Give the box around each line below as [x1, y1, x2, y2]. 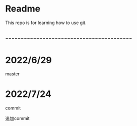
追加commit [5, 115, 30, 121]
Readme [5, 3, 41, 15]
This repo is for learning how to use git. [5, 20, 87, 26]
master [5, 71, 20, 77]
